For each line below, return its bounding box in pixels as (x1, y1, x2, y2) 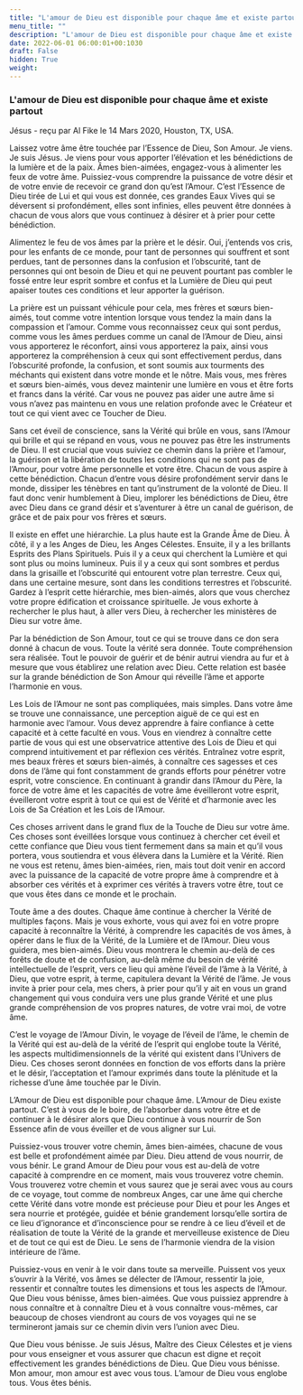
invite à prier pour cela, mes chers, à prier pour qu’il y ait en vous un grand (9, 983, 287, 994)
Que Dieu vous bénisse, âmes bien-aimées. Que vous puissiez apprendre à (9, 1293, 289, 1304)
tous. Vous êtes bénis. (9, 1378, 92, 1389)
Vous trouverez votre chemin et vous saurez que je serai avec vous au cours (9, 1179, 293, 1190)
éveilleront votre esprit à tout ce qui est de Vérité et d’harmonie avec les (9, 795, 277, 805)
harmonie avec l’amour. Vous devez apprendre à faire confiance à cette (9, 718, 275, 729)
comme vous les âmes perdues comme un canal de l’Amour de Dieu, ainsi (9, 331, 283, 342)
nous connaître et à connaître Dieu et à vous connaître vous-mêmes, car (9, 1302, 278, 1314)
